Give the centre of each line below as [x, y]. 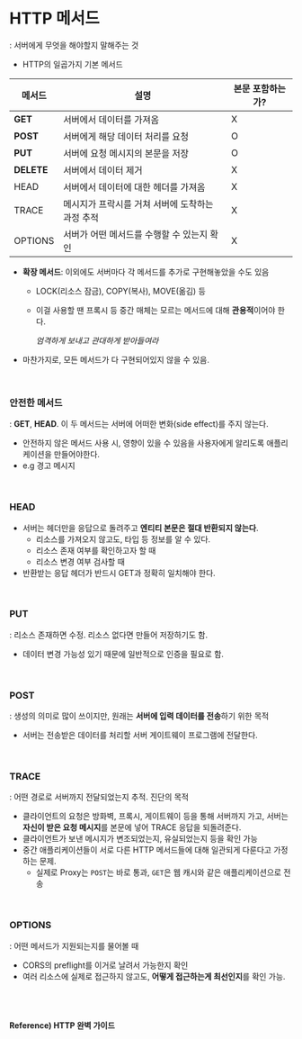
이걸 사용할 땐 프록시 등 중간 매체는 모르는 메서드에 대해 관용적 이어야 [155, 310]
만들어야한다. [77, 455]
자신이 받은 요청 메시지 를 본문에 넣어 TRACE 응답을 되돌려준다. [132, 827]
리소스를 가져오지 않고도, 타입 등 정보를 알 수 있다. [123, 539]
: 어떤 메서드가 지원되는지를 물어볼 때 [74, 945]
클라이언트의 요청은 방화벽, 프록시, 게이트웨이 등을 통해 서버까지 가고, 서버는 [155, 817]
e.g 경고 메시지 [49, 465]
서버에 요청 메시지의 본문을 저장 [125, 153]
